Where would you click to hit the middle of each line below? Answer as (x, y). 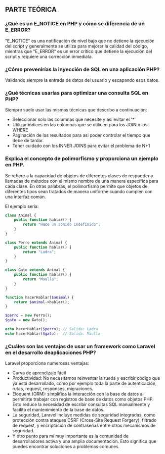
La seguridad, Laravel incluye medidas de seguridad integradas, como (84, 415)
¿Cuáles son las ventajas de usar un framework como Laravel (80, 346)
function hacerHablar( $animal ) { (40, 297)
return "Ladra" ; (40, 252)
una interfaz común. (25, 197)
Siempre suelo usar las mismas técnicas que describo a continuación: (76, 110)
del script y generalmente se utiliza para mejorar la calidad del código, (77, 46)
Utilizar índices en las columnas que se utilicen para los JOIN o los (80, 125)
